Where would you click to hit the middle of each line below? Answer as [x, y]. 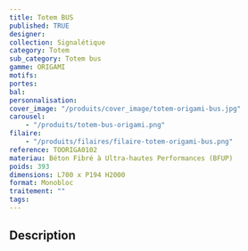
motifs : [24, 76]
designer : [28, 34]
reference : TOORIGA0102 [54, 150]
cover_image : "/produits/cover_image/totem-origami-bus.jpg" [125, 109]
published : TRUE [39, 26]
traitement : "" [37, 191]
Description [42, 235]
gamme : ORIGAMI [37, 68]
